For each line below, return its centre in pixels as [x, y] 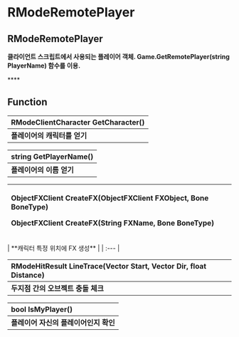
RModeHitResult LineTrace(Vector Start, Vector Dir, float [108, 266]
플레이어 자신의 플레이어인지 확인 [63, 323]
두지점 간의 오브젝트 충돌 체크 [58, 288]
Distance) [28, 275]
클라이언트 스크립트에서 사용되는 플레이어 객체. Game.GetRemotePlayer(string [118, 57]
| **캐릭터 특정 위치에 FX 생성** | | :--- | [64, 248]
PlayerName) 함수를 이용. [44, 66]
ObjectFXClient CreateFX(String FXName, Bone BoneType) [113, 223]
